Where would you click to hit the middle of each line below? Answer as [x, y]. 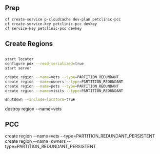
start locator [20, 59]
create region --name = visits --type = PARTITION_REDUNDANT [64, 91]
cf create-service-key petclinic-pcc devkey [51, 24]
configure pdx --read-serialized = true [44, 64]
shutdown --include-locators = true [40, 100]
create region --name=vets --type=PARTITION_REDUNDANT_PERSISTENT [80, 136]
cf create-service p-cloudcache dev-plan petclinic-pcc [63, 19]
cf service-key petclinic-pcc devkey [43, 28]
